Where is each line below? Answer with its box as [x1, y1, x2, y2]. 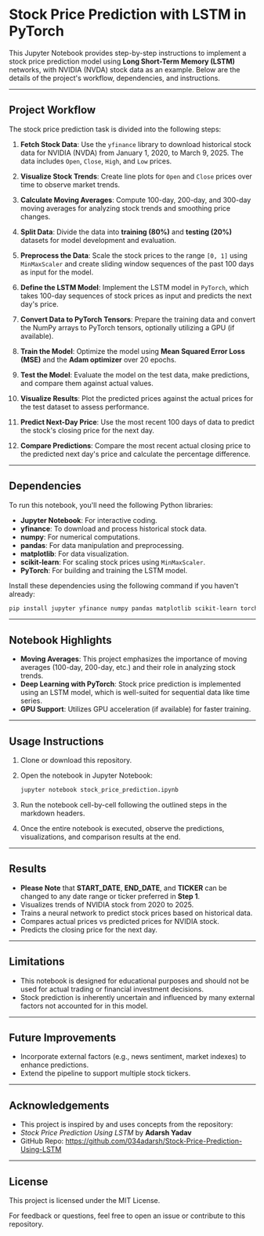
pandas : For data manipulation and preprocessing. [20, 540, 184, 550]
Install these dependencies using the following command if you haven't [9, 580, 239, 590]
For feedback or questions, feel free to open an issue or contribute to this [9, 1211, 246, 1220]
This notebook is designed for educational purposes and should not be [20, 976, 250, 985]
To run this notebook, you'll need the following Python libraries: [9, 500, 214, 509]
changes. [20, 212, 51, 221]
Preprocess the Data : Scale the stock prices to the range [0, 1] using [20, 250, 248, 260]
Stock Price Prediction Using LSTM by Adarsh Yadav [20, 1128, 192, 1138]
